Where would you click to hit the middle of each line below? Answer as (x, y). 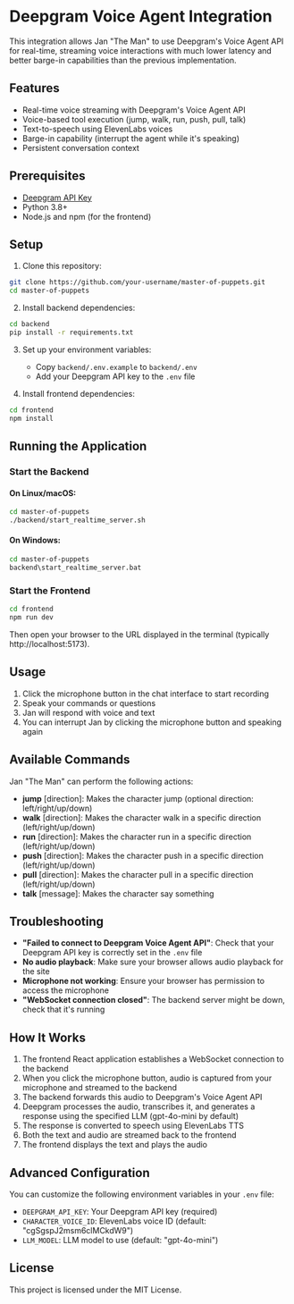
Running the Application (78, 446)
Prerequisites (47, 176)
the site (36, 972)
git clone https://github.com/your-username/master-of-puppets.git (138, 282)
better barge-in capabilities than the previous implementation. (123, 60)
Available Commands (70, 760)
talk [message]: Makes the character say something (118, 893)
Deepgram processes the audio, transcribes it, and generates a (139, 1106)
